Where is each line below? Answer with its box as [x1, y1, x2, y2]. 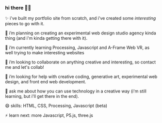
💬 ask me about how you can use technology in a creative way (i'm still [5, 88, 146, 94]
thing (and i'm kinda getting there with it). [5, 35, 88, 41]
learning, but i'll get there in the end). [5, 93, 79, 99]
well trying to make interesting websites [5, 50, 84, 56]
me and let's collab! [5, 64, 45, 70]
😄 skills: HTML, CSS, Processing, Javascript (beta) [5, 103, 108, 108]
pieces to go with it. [5, 21, 45, 27]
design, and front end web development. [5, 79, 86, 85]
